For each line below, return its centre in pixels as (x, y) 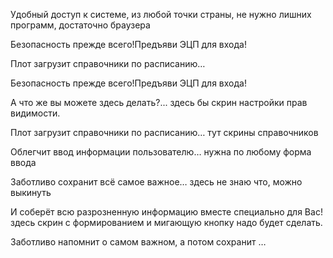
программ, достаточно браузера (80, 25)
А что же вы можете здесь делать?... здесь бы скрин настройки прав (159, 102)
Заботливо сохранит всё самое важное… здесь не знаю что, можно (156, 182)
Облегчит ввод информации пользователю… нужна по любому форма (161, 152)
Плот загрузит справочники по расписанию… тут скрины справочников (164, 132)
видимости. (35, 113)
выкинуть (31, 192)
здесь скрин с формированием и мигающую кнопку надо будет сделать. (166, 222)
